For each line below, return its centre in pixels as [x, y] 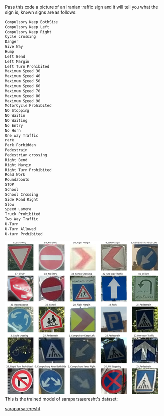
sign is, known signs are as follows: [41, 12]
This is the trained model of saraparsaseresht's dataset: [62, 399]
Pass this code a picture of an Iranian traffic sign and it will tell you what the [82, 7]
